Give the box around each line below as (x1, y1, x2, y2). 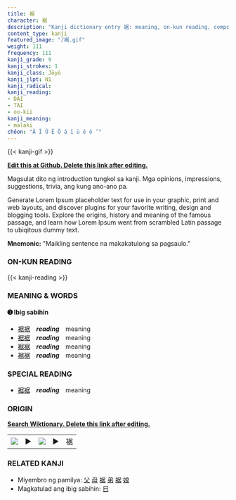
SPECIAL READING (7, 369, 72, 379)
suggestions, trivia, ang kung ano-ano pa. (7, 182, 129, 191)
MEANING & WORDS (7, 290, 79, 300)
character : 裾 (7, 17, 48, 24)
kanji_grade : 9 (7, 56, 52, 63)
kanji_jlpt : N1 (7, 75, 52, 83)
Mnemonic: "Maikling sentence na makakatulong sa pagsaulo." (7, 239, 191, 248)
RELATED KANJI (7, 458, 64, 468)
